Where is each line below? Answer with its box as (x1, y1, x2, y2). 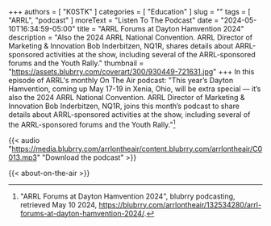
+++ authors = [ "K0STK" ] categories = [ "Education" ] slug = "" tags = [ (8, 7, 252, 16)
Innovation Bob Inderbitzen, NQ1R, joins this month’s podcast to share (8, 101, 240, 111)
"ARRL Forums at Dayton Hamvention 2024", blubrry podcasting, (19, 191, 236, 201)
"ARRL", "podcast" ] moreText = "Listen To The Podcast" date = (8, 15, 219, 25)
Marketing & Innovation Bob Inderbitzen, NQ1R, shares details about (8, 41, 234, 51)
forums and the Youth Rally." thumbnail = (8, 58, 144, 68)
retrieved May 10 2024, (19, 199, 98, 209)
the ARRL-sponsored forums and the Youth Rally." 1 (8, 119, 176, 129)
